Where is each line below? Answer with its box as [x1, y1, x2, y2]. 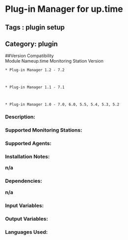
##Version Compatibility [5, 53, 54, 59]
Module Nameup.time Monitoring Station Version [5, 58, 104, 64]
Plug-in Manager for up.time [5, 3, 124, 15]
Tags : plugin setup [5, 23, 65, 32]
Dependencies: [5, 177, 43, 184]
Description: [5, 113, 35, 120]
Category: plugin [5, 39, 58, 48]
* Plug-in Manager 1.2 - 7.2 [5, 68, 65, 72]
